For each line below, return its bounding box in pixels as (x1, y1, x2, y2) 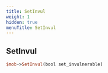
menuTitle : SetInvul (6, 24, 57, 31)
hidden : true (6, 19, 38, 25)
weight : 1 (6, 14, 30, 20)
